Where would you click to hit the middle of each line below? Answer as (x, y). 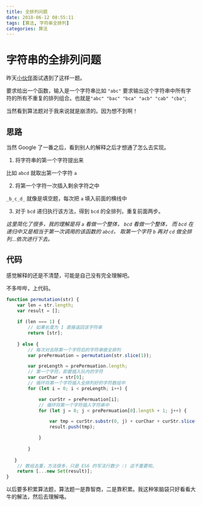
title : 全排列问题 (27, 12)
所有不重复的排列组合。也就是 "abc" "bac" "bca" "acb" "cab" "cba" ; (101, 98)
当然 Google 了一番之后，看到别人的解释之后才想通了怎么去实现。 (88, 147)
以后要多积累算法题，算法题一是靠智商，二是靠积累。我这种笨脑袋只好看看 (98, 489)
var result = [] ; (39, 311)
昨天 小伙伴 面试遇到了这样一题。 (46, 78)
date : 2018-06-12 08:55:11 (40, 17)
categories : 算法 (27, 29)
